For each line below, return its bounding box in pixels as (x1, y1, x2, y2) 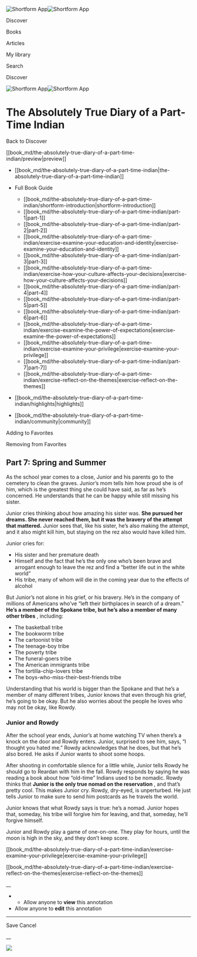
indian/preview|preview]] (6, 155, 66, 162)
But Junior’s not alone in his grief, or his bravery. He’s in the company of (6, 594, 180, 601)
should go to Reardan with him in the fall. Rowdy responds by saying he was (6, 768, 190, 775)
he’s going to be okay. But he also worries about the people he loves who (6, 697, 183, 705)
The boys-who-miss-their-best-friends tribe (14, 673, 121, 680)
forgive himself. (6, 817, 44, 824)
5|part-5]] (23, 301, 47, 308)
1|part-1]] (23, 214, 46, 221)
